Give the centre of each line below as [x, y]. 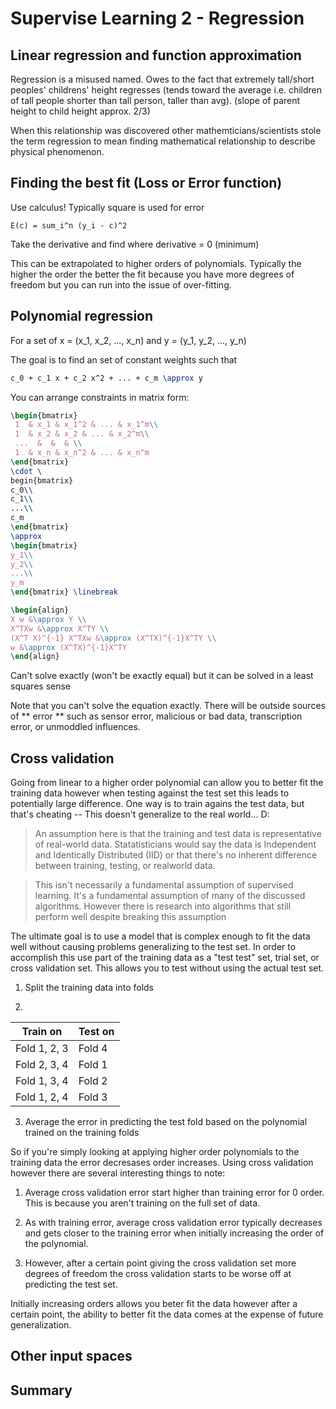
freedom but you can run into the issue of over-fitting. [121, 284]
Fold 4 [93, 1049]
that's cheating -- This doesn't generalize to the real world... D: [140, 814]
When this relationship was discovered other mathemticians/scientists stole [166, 130]
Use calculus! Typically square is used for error [107, 207]
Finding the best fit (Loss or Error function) [146, 183]
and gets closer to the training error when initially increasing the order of [174, 1233]
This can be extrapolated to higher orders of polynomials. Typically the [156, 263]
